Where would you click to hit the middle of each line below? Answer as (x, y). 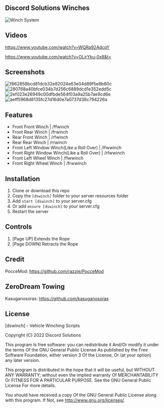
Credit (15, 259)
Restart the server (30, 212)
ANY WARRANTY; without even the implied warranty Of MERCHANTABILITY (82, 375)
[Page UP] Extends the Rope (41, 239)
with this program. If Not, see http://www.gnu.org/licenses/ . (65, 400)
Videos (16, 36)
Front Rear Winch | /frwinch (40, 132)
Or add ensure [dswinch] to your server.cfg (56, 206)
